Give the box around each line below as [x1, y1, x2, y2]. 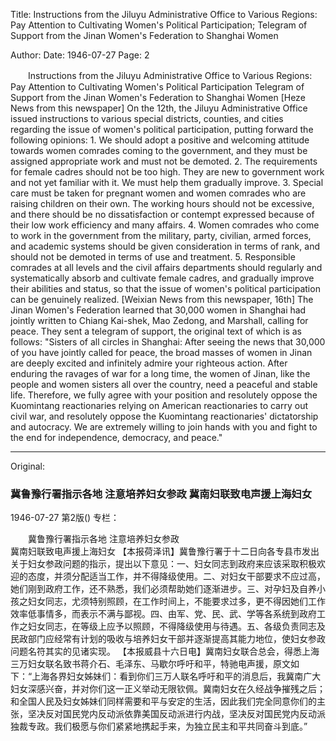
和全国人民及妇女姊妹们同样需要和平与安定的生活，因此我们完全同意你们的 [10, 695, 317, 708]
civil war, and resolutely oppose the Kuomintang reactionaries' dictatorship [10, 410, 319, 422]
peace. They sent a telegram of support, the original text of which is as [10, 325, 302, 337]
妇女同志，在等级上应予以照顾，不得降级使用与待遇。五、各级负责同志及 [27, 620, 326, 633]
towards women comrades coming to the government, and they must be [10, 145, 308, 156]
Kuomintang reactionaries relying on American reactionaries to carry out [10, 400, 309, 411]
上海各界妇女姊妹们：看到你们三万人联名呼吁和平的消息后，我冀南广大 [31, 670, 322, 683]
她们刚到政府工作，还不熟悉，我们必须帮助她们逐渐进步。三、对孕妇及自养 [10, 583, 317, 595]
